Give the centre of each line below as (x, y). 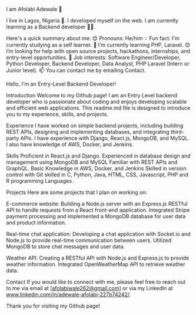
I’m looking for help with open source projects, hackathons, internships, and (98, 51)
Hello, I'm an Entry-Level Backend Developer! (61, 84)
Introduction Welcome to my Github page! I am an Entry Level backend (92, 95)
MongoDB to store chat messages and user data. (66, 247)
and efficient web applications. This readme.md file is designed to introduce (98, 108)
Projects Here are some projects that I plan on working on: (77, 192)
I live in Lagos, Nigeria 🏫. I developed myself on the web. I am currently (92, 20)
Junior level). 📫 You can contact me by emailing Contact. (76, 70)
